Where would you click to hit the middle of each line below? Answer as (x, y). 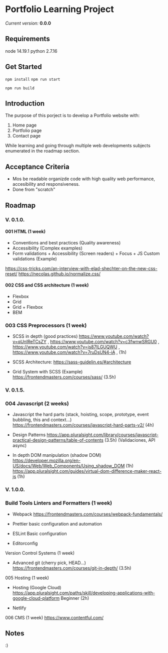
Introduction (25, 103)
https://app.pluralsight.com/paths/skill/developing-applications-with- (83, 593)
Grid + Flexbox (28, 307)
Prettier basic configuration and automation (57, 524)
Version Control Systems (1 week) (40, 553)
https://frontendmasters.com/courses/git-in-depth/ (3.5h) (72, 568)
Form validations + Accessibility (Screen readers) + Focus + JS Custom (86, 253)
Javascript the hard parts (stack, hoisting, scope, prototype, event (80, 415)
